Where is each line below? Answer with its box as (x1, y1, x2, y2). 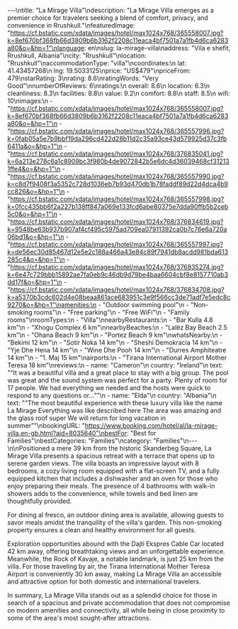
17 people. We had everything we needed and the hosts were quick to (7, 384, 211, 392)
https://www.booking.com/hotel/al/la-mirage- (84, 421, 218, 429)
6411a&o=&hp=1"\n (7, 142, 63, 150)
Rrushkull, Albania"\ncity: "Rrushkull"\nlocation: (7, 51, 147, 60)
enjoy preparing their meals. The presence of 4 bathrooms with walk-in (7, 482, 215, 490)
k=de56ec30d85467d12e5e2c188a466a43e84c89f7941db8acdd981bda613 (7, 248, 229, 256)
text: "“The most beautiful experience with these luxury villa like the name (7, 399, 223, 407)
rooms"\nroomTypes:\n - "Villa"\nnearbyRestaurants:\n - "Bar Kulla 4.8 (7, 316, 214, 324)
